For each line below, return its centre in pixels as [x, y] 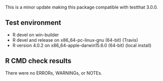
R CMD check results [38, 61]
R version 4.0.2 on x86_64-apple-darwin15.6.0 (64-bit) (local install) [82, 45]
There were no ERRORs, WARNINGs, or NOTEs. [54, 73]
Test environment [33, 23]
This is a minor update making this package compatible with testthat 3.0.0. [81, 7]
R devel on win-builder [36, 35]
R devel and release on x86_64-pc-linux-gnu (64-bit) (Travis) [75, 40]
